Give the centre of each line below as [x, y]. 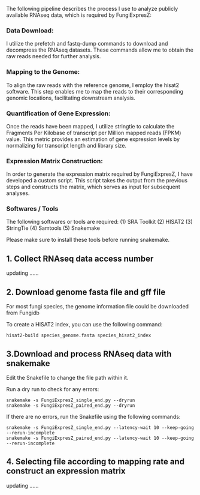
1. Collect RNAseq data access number [80, 258]
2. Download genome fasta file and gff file [86, 292]
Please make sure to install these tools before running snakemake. [88, 240]
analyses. [18, 193]
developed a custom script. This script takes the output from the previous [97, 181]
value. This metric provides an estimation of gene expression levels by [93, 139]
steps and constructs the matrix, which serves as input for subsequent [93, 187]
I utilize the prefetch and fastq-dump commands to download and [87, 44]
